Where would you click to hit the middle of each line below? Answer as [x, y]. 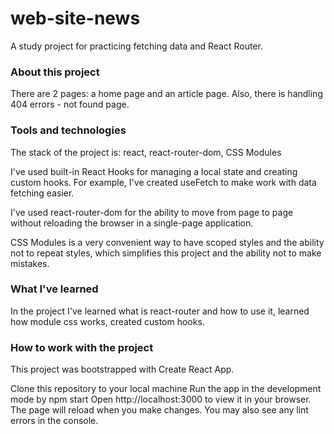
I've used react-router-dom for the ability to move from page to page [152, 212]
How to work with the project [82, 347]
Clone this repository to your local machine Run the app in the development [166, 389]
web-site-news [75, 18]
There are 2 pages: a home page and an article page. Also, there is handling [166, 94]
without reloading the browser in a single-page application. [132, 223]
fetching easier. [42, 193]
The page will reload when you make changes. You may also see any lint [159, 410]
